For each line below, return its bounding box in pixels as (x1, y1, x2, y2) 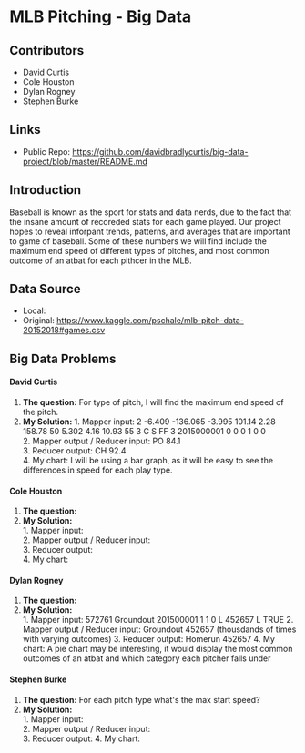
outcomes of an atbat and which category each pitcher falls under (22, 653, 271, 664)
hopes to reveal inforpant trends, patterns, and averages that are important (9, 226, 291, 237)
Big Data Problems (9, 351, 117, 366)
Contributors (9, 43, 85, 58)
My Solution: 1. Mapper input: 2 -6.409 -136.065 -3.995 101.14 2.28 (22, 416, 276, 427)
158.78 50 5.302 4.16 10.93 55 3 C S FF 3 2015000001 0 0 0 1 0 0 (22, 426, 266, 437)
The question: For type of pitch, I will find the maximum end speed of (22, 397, 284, 408)
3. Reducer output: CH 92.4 (22, 445, 127, 456)
